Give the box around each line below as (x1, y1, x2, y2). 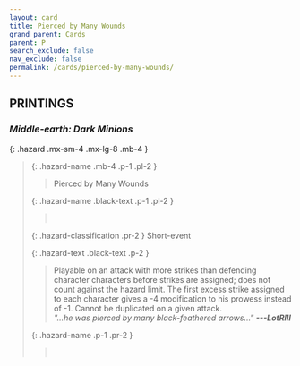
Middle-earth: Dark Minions (9, 123, 133, 135)
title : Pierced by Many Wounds (9, 21, 126, 30)
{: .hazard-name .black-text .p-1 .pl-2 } (30, 195, 175, 206)
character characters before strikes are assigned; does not (53, 274, 271, 285)
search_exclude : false (9, 47, 94, 55)
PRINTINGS (9, 96, 74, 112)
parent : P (9, 38, 47, 47)
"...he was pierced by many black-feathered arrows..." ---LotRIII (53, 312, 291, 323)
